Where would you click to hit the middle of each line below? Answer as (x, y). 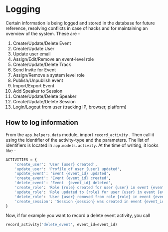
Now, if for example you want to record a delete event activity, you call (78, 216)
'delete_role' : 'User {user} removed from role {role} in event (83, 197)
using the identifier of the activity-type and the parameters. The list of (77, 140)
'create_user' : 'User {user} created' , (56, 164)
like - (11, 150)
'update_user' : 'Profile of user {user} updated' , (68, 169)
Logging (23, 9)
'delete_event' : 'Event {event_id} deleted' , (64, 183)
